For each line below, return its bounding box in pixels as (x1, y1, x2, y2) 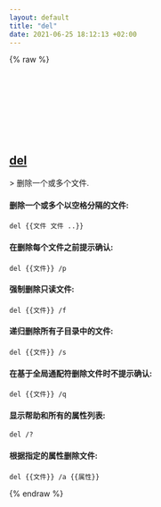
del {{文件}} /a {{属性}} (9, 472, 101, 481)
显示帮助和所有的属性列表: (9, 410, 106, 420)
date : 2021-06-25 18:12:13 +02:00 (9, 30, 138, 38)
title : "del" (9, 21, 58, 30)
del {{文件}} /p (9, 264, 67, 273)
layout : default (9, 13, 69, 22)
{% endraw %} (9, 488, 64, 499)
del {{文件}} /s (9, 348, 67, 357)
